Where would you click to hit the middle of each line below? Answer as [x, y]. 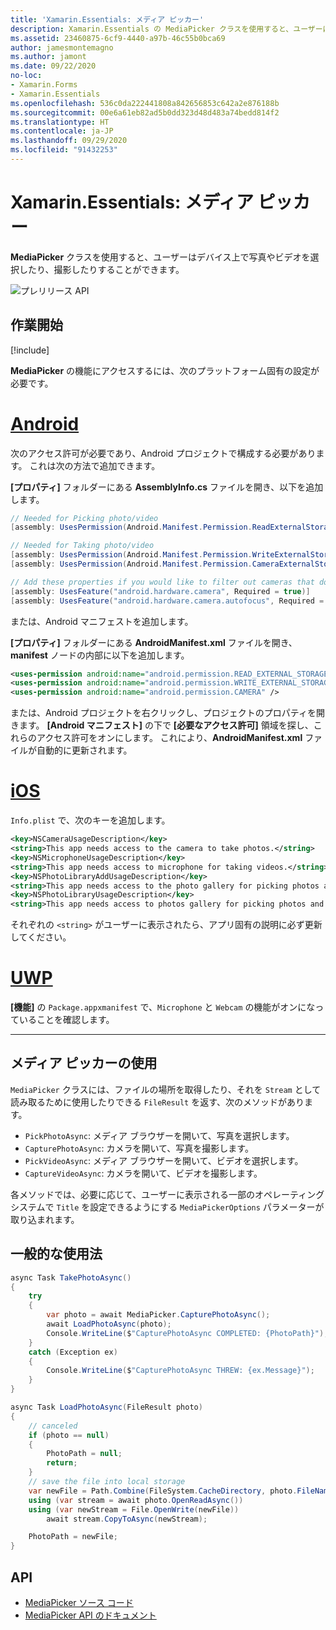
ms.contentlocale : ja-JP [62, 131]
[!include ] [30, 350]
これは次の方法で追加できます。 [95, 465]
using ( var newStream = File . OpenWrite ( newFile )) [134, 1509]
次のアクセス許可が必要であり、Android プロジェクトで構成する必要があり [163, 453]
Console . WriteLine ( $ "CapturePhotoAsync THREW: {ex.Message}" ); [180, 1371]
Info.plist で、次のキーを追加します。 [90, 820]
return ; [62, 1463]
